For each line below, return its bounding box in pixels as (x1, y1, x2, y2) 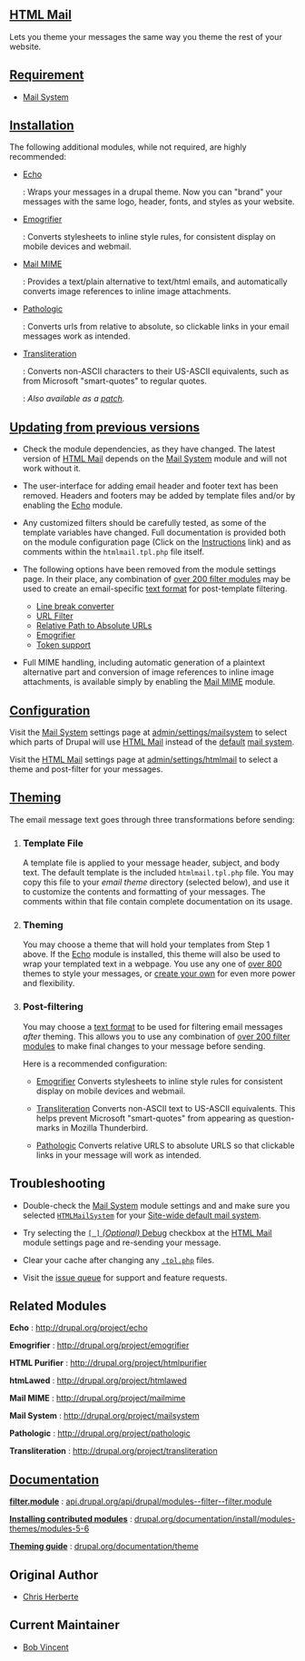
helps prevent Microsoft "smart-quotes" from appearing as (35, 1112, 257, 1123)
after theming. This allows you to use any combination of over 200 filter (22, 1031, 290, 1042)
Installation (9, 118, 74, 133)
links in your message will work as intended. (35, 1149, 202, 1161)
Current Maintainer (9, 1617, 120, 1633)
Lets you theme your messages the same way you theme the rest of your (9, 31, 283, 42)
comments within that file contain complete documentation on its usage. (22, 896, 293, 907)
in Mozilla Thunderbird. (62, 1122, 149, 1133)
